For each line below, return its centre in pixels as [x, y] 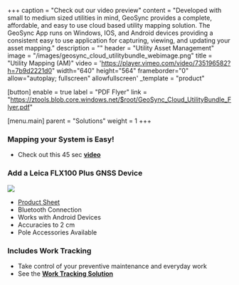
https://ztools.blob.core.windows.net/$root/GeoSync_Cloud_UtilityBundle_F [121, 100]
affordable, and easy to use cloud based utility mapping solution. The [109, 25]
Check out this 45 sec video [59, 155]
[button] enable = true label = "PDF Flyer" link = [77, 92]
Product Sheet [39, 202]
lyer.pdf [18, 107]
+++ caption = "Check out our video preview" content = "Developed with [115, 10]
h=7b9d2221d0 [30, 71]
